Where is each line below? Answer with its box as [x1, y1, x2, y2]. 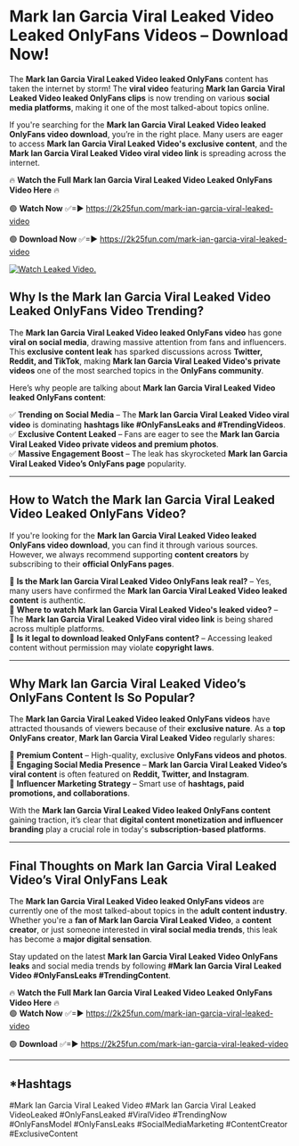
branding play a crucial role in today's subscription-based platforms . [9, 824, 267, 835]
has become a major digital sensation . [9, 934, 152, 944]
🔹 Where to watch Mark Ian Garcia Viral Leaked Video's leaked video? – [9, 604, 279, 614]
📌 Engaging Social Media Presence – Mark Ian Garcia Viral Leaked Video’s [9, 760, 287, 771]
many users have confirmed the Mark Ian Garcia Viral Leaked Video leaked [9, 585, 287, 596]
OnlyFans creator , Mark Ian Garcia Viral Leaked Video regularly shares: [9, 733, 276, 744]
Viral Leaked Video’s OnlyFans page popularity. [9, 458, 187, 469]
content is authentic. [9, 595, 86, 606]
